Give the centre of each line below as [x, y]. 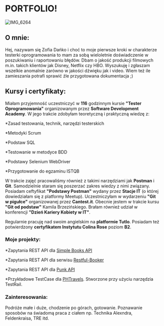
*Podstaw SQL [20, 142]
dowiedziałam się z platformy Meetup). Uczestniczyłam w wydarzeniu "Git [81, 196]
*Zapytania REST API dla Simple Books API [49, 250]
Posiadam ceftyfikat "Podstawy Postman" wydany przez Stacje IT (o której [82, 191]
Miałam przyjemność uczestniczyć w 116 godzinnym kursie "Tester [73, 103]
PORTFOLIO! [31, 9]
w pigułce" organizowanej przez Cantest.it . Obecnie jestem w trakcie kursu [82, 201]
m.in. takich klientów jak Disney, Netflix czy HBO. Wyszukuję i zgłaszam [78, 65]
